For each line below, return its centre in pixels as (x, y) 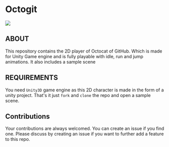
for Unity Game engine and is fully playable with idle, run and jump (74, 56)
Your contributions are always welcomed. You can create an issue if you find (85, 129)
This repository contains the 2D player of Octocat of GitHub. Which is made (84, 51)
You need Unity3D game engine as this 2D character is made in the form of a (84, 90)
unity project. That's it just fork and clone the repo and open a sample (78, 95)
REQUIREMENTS (32, 78)
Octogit (21, 9)
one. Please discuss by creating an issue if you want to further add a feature (84, 134)
